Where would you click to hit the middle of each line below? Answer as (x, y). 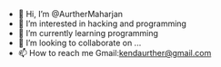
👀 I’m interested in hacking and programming (102, 24)
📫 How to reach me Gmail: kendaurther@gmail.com (115, 53)
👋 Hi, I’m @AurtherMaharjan (70, 14)
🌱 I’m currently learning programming (88, 33)
